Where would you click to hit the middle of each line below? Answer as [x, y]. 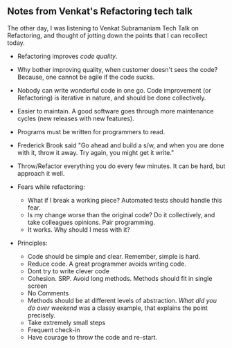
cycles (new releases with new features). [76, 118]
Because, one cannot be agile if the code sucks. [86, 77]
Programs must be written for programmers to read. [91, 131]
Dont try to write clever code [68, 271]
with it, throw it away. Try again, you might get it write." [96, 152]
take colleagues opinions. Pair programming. [91, 222]
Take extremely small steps [66, 322]
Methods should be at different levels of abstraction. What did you [122, 300]
